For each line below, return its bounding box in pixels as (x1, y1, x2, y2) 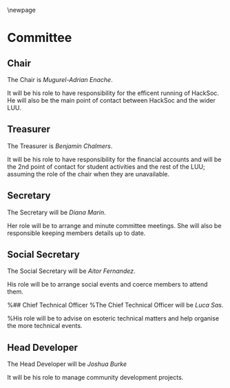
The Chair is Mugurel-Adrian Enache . (7, 76, 113, 83)
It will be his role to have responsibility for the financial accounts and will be (7, 155, 222, 163)
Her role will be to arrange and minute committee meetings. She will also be (7, 221, 222, 229)
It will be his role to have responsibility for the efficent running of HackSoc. (7, 89, 219, 97)
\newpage (7, 6, 36, 14)
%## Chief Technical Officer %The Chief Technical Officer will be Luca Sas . (7, 301, 224, 309)
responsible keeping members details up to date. (7, 229, 146, 237)
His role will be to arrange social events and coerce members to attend (7, 280, 208, 289)
